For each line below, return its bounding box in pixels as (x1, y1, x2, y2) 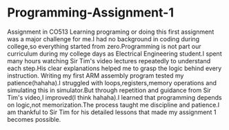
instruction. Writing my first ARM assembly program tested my (7, 71, 184, 80)
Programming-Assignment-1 (7, 5, 175, 21)
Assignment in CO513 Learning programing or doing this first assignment (7, 28, 215, 36)
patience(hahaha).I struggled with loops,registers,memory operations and (7, 78, 217, 87)
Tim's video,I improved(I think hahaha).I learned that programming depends (7, 93, 222, 101)
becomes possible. (7, 115, 61, 123)
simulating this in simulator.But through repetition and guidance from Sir (7, 86, 212, 94)
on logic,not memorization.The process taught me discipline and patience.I (7, 100, 220, 109)
